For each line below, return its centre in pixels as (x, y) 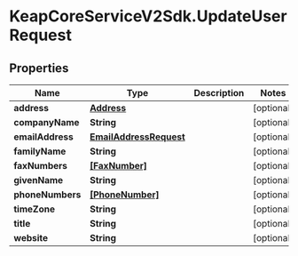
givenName (39, 180)
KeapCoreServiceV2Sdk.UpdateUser (148, 16)
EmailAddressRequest (138, 137)
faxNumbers (41, 166)
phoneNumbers (47, 195)
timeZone (35, 209)
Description (219, 93)
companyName (47, 122)
